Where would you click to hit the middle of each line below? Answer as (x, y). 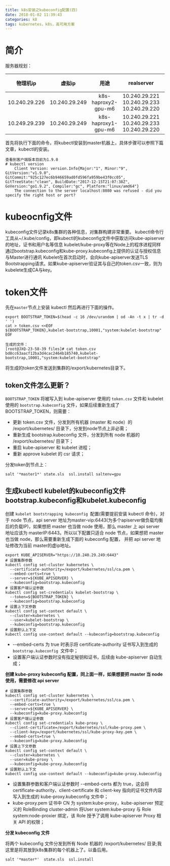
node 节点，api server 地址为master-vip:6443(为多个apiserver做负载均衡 (87, 520)
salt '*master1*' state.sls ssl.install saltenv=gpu (63, 474)
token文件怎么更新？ (38, 385)
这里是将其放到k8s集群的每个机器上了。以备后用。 (58, 850)
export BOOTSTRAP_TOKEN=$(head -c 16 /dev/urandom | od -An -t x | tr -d (85, 317)
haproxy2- (105, 102)
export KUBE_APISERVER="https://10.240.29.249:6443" (62, 555)
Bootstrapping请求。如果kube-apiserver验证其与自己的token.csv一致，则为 (84, 264)
